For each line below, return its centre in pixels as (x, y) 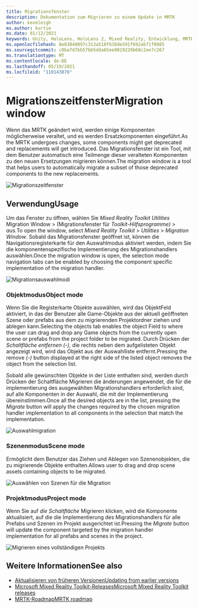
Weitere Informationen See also (64, 566)
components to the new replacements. (53, 174)
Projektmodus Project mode (46, 498)
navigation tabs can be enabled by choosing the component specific (89, 262)
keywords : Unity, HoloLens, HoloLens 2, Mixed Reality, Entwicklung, (93, 39)
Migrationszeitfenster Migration (85, 101)
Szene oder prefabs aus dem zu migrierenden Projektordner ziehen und (93, 320)
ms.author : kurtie (29, 28)
